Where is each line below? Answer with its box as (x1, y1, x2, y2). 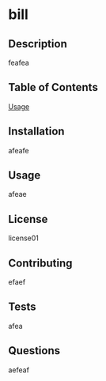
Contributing (8, 256, 73, 270)
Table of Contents (8, 81, 99, 94)
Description (8, 37, 67, 51)
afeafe (8, 145, 29, 155)
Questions (8, 344, 61, 357)
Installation (8, 125, 65, 138)
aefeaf (8, 365, 30, 375)
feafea (8, 58, 29, 67)
